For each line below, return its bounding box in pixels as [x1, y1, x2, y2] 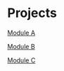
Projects [7, 5, 58, 21]
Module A [7, 28, 36, 37]
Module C [7, 55, 36, 65]
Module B [7, 42, 35, 50]
